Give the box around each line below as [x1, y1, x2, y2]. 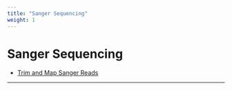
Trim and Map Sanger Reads [17, 69, 99, 77]
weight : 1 [7, 16, 36, 23]
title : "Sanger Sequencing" [7, 10, 88, 17]
